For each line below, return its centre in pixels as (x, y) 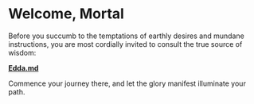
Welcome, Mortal (66, 14)
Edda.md (23, 67)
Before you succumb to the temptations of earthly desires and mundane (126, 36)
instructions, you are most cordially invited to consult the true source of (125, 44)
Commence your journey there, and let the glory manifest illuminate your (127, 83)
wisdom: (22, 52)
